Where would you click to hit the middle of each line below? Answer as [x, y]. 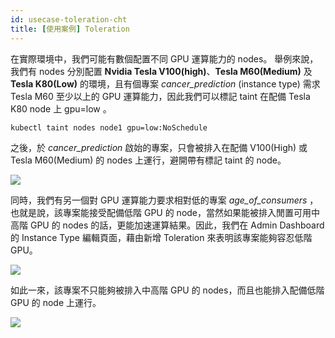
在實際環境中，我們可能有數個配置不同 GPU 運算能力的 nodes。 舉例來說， [164, 58]
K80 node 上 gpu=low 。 [61, 108]
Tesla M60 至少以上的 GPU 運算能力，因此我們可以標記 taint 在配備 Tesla [160, 96]
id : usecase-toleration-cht [69, 19]
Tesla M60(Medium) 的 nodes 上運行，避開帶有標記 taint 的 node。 [148, 160]
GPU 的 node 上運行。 [56, 302]
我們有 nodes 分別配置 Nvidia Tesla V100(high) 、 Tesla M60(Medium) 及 [161, 71]
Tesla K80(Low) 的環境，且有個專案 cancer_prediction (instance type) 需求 [165, 83]
